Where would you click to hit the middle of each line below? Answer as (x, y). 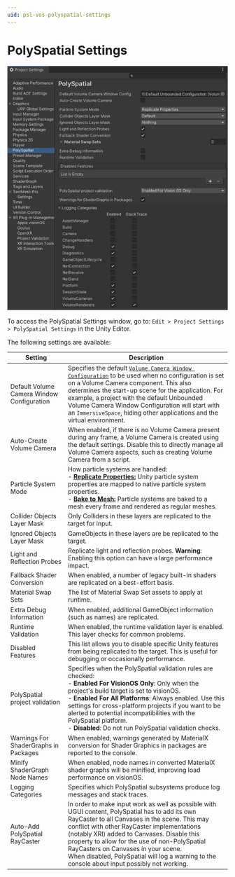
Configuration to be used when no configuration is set (146, 375)
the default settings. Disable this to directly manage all (145, 444)
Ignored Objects (34, 533)
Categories (26, 794)
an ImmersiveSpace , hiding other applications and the (143, 413)
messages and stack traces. (108, 794)
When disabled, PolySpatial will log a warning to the (142, 856)
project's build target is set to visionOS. (124, 691)
